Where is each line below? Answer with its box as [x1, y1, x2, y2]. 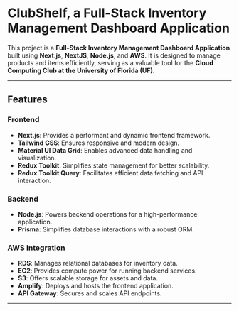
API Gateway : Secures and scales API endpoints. [17, 289, 162, 298]
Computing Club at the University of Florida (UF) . [7, 66, 155, 75]
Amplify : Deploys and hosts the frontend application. [17, 282, 174, 290]
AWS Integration [7, 243, 65, 253]
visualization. [17, 153, 57, 162]
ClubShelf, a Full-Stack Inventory [7, 5, 207, 21]
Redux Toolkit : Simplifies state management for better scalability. [17, 161, 210, 170]
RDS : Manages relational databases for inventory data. [17, 259, 178, 268]
